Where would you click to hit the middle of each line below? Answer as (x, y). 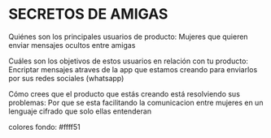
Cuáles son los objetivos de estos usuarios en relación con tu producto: (128, 61)
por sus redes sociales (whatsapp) (66, 78)
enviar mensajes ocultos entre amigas (72, 45)
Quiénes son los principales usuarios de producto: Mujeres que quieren (128, 37)
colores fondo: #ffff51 (45, 127)
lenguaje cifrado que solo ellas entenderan (80, 111)
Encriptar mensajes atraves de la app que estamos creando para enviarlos (133, 69)
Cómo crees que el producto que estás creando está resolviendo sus (124, 93)
